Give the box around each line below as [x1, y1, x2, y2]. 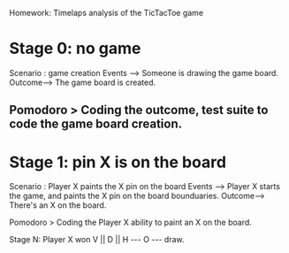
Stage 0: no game [9, 39, 141, 58]
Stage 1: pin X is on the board [9, 152, 227, 172]
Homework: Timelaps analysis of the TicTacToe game [9, 8, 204, 18]
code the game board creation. [9, 117, 183, 132]
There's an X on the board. [9, 200, 107, 211]
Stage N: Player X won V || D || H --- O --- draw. [9, 234, 185, 245]
